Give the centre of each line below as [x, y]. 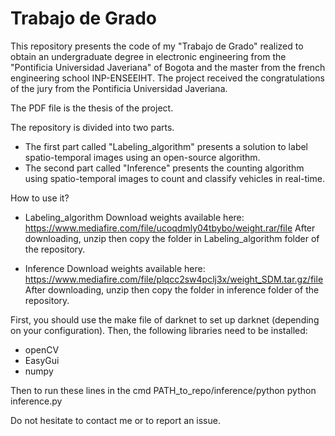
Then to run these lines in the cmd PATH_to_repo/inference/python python [163, 390]
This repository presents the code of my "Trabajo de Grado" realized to [157, 46]
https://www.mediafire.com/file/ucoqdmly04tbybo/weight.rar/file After [170, 228]
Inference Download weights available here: [115, 268]
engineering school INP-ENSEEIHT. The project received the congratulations [167, 78]
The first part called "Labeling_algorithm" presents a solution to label [166, 146]
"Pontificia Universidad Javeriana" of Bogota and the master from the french [168, 67]
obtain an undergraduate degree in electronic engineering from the [148, 56]
